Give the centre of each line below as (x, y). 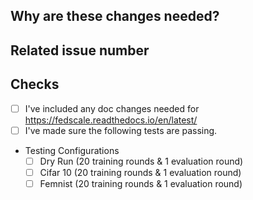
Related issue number (80, 50)
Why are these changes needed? (115, 16)
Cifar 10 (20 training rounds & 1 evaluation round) (140, 172)
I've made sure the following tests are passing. (121, 130)
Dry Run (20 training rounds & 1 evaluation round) (141, 161)
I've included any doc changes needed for (112, 108)
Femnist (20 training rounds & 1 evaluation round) (141, 183)
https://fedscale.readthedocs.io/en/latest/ (111, 120)
